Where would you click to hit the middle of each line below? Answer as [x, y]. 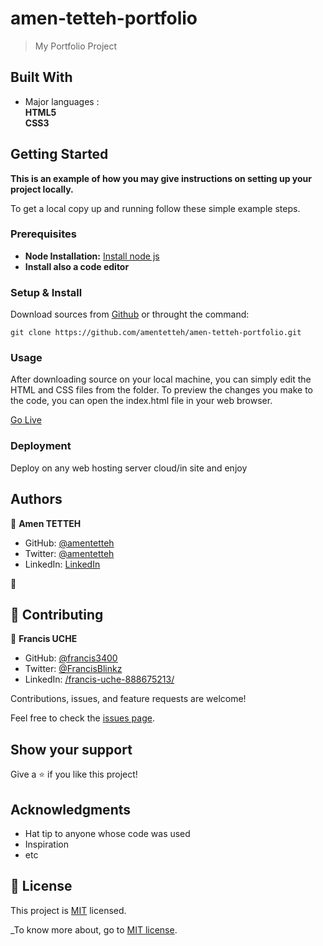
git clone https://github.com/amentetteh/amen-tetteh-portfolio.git [156, 333]
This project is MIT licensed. [68, 910]
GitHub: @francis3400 [71, 658]
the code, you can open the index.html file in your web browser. [141, 401]
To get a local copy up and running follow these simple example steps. [155, 208]
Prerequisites [43, 234]
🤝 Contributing [57, 614]
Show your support [71, 749]
